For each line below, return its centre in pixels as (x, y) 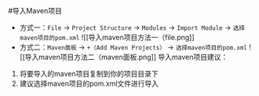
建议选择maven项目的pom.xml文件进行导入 (89, 83)
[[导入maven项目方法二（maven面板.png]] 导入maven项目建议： (124, 57)
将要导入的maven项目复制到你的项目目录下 (89, 74)
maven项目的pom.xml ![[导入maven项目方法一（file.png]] (107, 37)
